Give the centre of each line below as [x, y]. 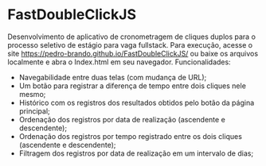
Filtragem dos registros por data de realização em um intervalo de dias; [136, 153]
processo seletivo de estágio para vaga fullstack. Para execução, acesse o [130, 44]
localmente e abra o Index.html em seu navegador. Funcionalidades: [119, 62]
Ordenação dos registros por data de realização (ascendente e [122, 119]
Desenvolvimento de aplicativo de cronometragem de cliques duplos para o [132, 37]
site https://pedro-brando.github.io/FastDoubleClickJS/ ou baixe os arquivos [133, 53]
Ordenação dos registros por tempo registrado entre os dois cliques [130, 136]
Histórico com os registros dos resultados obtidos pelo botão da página [137, 102]
